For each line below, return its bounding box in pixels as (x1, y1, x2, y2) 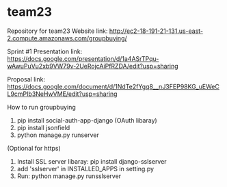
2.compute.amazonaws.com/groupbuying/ (7, 34, 128, 42)
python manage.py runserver (16, 131, 99, 139)
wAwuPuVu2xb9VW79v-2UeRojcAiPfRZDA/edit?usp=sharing (7, 62, 179, 70)
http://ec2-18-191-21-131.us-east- (109, 27, 204, 35)
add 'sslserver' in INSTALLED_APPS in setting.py (16, 164, 155, 173)
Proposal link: (7, 75, 46, 83)
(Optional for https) (7, 144, 62, 152)
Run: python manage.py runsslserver (16, 172, 122, 180)
